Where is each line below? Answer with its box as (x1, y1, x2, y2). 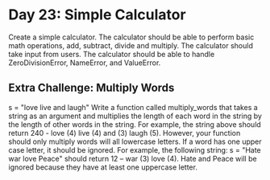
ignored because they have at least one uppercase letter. (8, 162, 197, 172)
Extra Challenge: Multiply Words (8, 81, 175, 95)
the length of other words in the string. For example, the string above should (8, 119, 262, 129)
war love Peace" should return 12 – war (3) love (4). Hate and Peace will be (8, 153, 257, 163)
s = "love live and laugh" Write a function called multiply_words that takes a (8, 102, 258, 112)
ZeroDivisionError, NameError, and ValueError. (8, 58, 161, 67)
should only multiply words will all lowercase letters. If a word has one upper (8, 137, 262, 146)
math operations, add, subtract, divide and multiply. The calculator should (8, 40, 254, 50)
